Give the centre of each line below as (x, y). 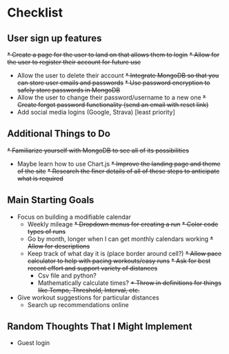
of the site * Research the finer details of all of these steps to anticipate (118, 171)
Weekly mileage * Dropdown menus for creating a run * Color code (123, 224)
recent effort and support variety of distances (92, 268)
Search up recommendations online (78, 304)
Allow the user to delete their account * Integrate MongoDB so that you (118, 75)
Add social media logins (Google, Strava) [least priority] (96, 112)
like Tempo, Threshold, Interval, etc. (89, 290)
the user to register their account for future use (74, 62)
